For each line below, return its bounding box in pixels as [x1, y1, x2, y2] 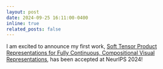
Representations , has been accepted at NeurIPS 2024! [6, 56, 143, 63]
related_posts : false [6, 26, 61, 32]
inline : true [6, 20, 40, 26]
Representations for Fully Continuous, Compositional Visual [6, 49, 155, 57]
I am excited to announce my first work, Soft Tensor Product [6, 43, 157, 50]
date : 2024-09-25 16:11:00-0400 [6, 15, 88, 21]
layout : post [6, 9, 40, 15]
